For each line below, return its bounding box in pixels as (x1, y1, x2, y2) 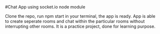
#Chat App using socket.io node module (5, 4, 86, 10)
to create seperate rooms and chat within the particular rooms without (5, 19, 145, 24)
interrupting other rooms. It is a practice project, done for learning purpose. (5, 23, 156, 29)
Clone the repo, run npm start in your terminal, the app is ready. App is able (5, 13, 156, 19)
